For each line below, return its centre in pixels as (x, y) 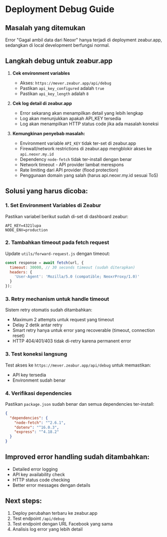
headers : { (21, 272)
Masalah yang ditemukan (45, 28)
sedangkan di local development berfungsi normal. (57, 45)
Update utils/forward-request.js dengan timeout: (58, 253)
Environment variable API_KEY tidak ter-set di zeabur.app (78, 143)
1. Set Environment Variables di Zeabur (53, 206)
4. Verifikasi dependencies (38, 393)
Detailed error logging (35, 469)
